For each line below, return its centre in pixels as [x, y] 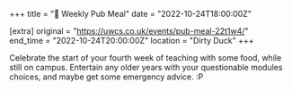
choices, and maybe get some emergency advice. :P [106, 77]
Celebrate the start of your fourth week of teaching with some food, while [146, 58]
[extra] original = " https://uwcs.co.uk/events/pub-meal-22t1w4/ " [129, 31]
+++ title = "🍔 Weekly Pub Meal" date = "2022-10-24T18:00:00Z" [130, 14]
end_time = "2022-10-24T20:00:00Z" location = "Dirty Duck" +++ [132, 41]
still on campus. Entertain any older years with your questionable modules [146, 67]
